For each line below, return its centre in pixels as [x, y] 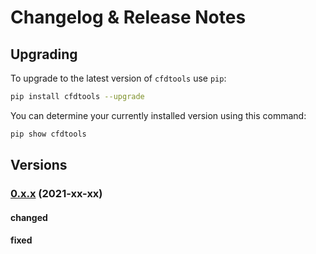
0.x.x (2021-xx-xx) [56, 194]
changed [29, 217]
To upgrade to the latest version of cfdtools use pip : [118, 78]
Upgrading [44, 54]
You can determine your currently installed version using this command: [158, 115]
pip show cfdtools [48, 134]
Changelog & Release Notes [128, 17]
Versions [39, 165]
